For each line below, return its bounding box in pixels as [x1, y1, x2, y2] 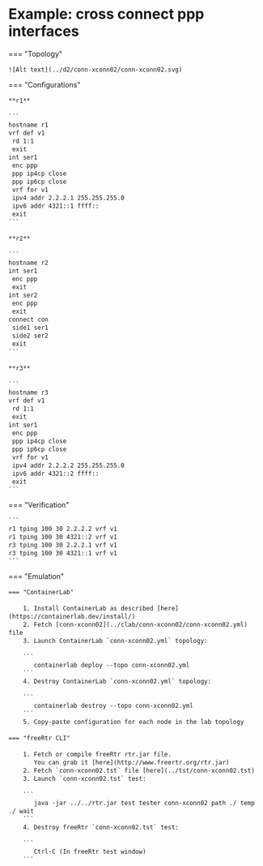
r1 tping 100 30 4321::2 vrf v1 [8, 533, 117, 541]
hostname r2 [8, 259, 49, 267]
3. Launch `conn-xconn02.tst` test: [23, 774, 147, 782]
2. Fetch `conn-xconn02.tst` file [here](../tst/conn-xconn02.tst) [23, 766, 255, 774]
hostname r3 [8, 388, 49, 397]
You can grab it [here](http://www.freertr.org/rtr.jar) [33, 758, 230, 766]
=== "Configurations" [8, 79, 81, 89]
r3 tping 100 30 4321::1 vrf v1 [8, 549, 117, 557]
